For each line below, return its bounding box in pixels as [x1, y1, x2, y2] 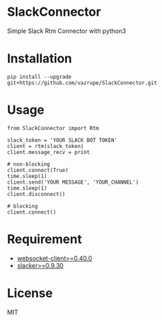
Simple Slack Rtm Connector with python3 [7, 27, 126, 35]
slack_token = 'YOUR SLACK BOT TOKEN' [7, 136, 118, 144]
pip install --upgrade [7, 73, 72, 80]
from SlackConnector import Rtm [7, 125, 99, 132]
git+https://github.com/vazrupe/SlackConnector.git [7, 79, 157, 86]
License [7, 285, 53, 301]
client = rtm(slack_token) [7, 143, 84, 149]
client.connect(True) [7, 166, 69, 173]
